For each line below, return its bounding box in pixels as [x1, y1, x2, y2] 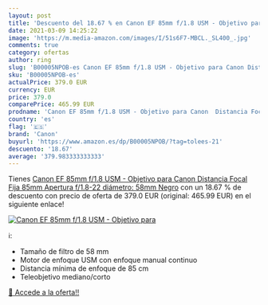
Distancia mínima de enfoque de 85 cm [19, 264, 149, 273]
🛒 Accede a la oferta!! [8, 287, 80, 297]
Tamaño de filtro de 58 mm [19, 247, 109, 256]
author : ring [8, 57, 52, 65]
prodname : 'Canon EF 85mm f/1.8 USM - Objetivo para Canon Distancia [8, 108, 248, 116]
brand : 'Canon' [8, 130, 59, 138]
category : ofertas [8, 49, 69, 57]
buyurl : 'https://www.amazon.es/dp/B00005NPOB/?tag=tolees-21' [8, 137, 223, 146]
